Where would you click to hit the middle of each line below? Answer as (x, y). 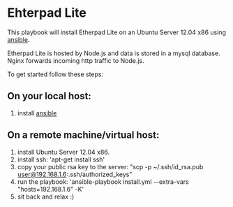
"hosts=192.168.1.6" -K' (51, 189)
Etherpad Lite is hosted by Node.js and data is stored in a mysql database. (114, 53)
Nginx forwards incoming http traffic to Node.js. (76, 60)
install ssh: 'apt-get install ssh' (61, 159)
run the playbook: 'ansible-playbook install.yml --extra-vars (103, 181)
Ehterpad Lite (47, 13)
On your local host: (50, 96)
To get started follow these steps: (55, 74)
